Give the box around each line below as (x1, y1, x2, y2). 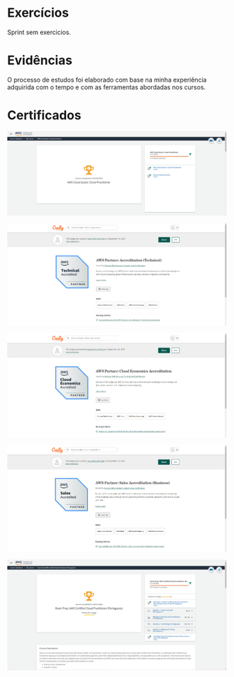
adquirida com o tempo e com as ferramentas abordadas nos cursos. (7, 82, 206, 91)
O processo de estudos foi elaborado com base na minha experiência (7, 75, 207, 84)
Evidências (7, 52, 73, 68)
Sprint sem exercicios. (7, 28, 71, 36)
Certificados (7, 107, 81, 124)
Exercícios (7, 5, 70, 21)
